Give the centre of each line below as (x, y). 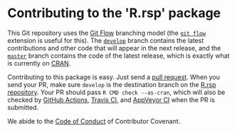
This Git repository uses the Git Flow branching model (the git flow (107, 33)
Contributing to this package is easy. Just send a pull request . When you (114, 77)
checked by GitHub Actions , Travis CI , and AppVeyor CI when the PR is (111, 100)
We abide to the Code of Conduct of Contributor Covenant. (94, 121)
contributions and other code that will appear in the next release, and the (114, 48)
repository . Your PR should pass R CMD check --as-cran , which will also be (116, 92)
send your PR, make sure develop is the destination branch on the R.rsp (112, 84)
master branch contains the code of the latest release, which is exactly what (118, 56)
